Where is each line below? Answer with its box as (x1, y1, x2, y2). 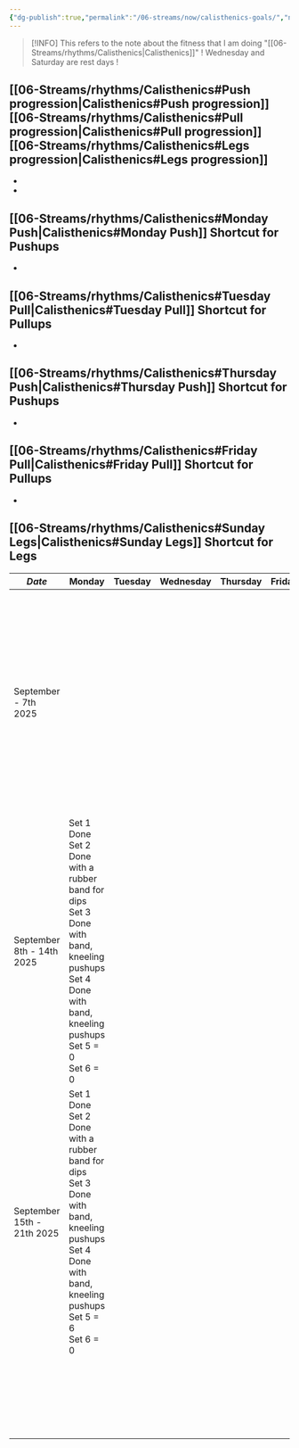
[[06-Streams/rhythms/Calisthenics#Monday (9, 211, 269, 226)
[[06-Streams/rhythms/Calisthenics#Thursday (9, 366, 278, 381)
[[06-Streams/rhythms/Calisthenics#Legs (9, 138, 250, 153)
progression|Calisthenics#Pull (9, 124, 182, 139)
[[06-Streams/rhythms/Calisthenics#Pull (9, 111, 244, 126)
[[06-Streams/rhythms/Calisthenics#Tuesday (9, 288, 271, 303)
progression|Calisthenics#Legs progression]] (9, 153, 269, 168)
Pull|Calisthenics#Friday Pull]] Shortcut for (9, 457, 254, 473)
